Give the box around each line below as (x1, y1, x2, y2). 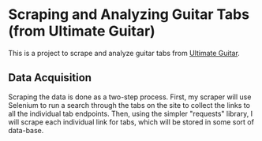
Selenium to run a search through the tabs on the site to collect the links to (8, 100, 251, 109)
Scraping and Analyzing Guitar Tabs (8, 6, 250, 24)
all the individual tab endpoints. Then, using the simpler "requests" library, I (8, 109, 253, 118)
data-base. (8, 125, 44, 135)
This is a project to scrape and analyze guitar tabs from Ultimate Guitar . (8, 48, 241, 58)
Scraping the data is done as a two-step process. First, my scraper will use (8, 92, 252, 102)
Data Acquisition (8, 71, 92, 84)
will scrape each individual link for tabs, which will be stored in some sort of (8, 117, 255, 127)
